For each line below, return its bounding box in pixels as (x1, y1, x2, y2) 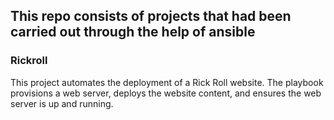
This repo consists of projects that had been (10, 8, 292, 25)
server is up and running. (10, 97, 114, 109)
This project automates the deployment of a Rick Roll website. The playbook (10, 76, 324, 88)
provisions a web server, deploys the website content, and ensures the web (10, 87, 322, 99)
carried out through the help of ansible (10, 24, 256, 41)
